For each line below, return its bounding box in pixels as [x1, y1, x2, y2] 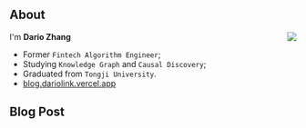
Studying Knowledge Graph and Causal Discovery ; [22, 58, 207, 69]
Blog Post [9, 104, 66, 120]
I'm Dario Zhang [9, 31, 71, 42]
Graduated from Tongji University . [22, 68, 157, 79]
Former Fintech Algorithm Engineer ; [22, 49, 161, 60]
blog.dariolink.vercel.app [22, 77, 117, 89]
